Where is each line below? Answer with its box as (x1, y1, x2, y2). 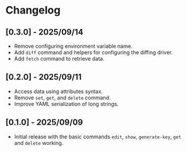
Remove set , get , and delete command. (14, 94, 111, 101)
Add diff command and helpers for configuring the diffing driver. (14, 49, 173, 56)
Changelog (5, 4, 61, 17)
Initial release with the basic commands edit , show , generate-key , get (14, 133, 182, 140)
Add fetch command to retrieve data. (14, 55, 104, 62)
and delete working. (14, 139, 64, 146)
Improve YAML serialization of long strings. (14, 100, 119, 107)
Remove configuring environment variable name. (14, 42, 133, 49)
